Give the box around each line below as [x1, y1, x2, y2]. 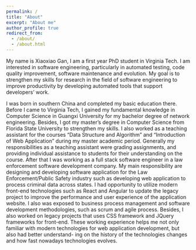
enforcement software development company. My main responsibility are [6, 162, 183, 169]
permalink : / [6, 8, 38, 15]
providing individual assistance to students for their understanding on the [6, 150, 183, 157]
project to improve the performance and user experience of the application [6, 193, 187, 200]
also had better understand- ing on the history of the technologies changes [6, 231, 188, 238]
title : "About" [6, 14, 43, 20]
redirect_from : [6, 31, 43, 36]
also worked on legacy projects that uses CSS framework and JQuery [6, 212, 174, 219]
